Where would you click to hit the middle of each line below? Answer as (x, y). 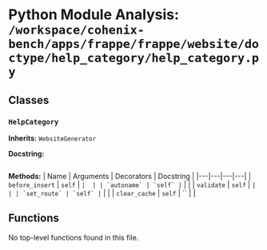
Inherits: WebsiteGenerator (52, 138)
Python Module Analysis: (94, 15)
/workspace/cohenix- (77, 30)
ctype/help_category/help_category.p (134, 58)
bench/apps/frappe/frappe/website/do (134, 44)
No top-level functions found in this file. (74, 237)
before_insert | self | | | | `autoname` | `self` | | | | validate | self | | (132, 185)
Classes (29, 100)
